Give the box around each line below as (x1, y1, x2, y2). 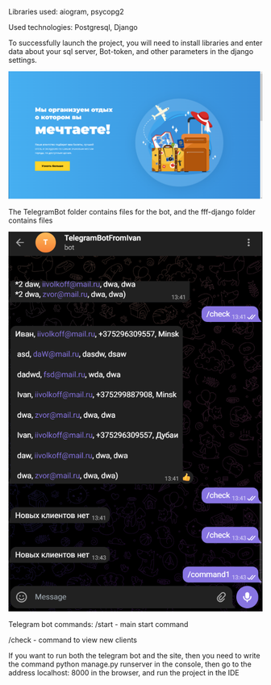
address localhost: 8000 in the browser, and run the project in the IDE (8, 668, 240, 678)
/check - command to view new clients (8, 635, 138, 645)
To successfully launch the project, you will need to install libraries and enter (8, 38, 263, 48)
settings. (8, 56, 38, 65)
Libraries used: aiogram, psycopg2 (8, 7, 124, 16)
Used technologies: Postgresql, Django (8, 23, 139, 31)
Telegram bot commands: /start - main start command (8, 620, 189, 629)
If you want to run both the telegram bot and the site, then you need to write (8, 651, 261, 661)
